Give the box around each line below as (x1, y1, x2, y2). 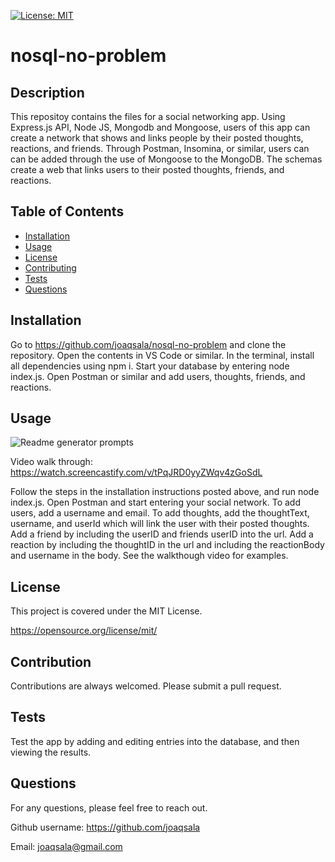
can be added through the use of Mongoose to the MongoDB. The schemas (10, 153, 323, 165)
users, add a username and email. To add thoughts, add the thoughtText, (10, 507, 310, 519)
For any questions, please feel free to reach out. (10, 801, 208, 814)
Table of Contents (10, 203, 125, 220)
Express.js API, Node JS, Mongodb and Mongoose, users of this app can (10, 121, 311, 133)
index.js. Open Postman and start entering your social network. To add (10, 496, 301, 509)
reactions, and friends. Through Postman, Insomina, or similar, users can (10, 143, 310, 154)
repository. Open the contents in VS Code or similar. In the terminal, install (10, 349, 315, 361)
